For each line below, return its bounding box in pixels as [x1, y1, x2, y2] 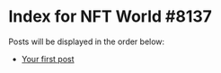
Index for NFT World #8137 [8, 6, 213, 27]
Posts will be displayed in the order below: [8, 36, 165, 47]
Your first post [21, 53, 75, 64]
